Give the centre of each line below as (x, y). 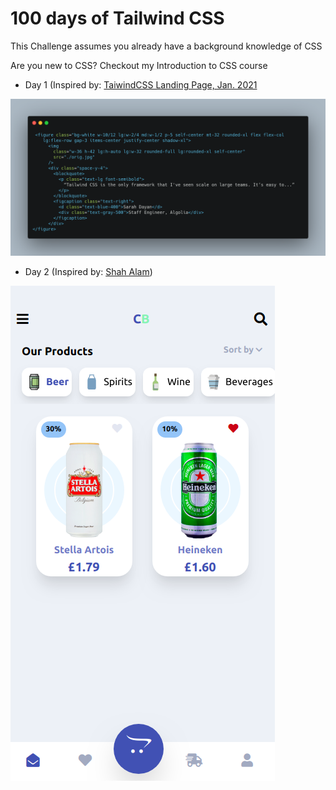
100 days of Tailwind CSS (117, 18)
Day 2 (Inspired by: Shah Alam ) (88, 271)
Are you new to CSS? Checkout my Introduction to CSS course (139, 65)
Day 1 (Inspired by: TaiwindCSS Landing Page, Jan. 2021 (141, 84)
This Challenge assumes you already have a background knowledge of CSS (166, 46)
